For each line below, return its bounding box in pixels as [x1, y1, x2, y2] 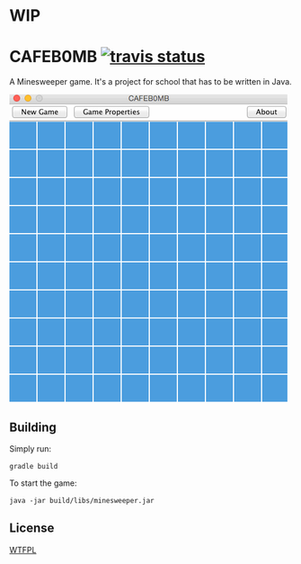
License [9, 521, 55, 536]
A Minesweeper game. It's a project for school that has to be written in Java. [9, 76, 292, 87]
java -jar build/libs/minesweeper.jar [9, 496, 155, 505]
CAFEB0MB [9, 47, 98, 67]
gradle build [9, 461, 58, 470]
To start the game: [9, 478, 78, 488]
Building [9, 419, 57, 434]
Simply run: [9, 443, 52, 454]
